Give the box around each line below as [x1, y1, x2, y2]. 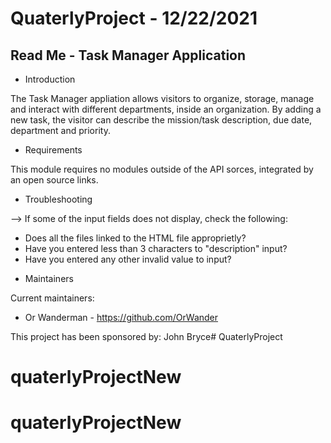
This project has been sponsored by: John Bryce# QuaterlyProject [10, 331, 283, 342]
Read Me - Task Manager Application [10, 47, 247, 64]
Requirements [24, 144, 83, 156]
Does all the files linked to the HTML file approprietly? [24, 232, 247, 244]
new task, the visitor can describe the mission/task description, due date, [10, 114, 313, 126]
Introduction [24, 73, 76, 85]
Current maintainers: [10, 292, 95, 304]
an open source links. [10, 174, 99, 186]
